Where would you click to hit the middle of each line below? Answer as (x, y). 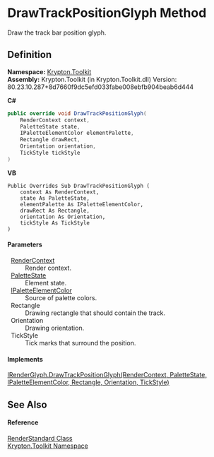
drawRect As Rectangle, (55, 210)
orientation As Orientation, (63, 217)
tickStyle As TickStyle (55, 223)
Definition (29, 55)
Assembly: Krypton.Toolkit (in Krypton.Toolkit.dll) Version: (92, 79)
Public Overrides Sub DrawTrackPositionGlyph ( (79, 186)
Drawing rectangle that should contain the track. (95, 313)
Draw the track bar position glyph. (57, 32)
